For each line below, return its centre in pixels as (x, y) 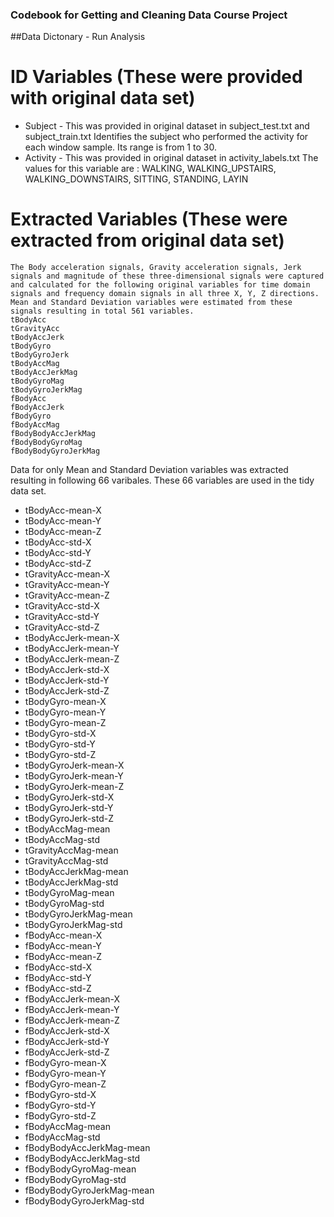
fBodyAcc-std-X (58, 967)
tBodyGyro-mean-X (65, 702)
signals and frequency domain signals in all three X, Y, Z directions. (165, 294)
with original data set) (103, 98)
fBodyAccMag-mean (67, 1127)
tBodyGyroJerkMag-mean (78, 914)
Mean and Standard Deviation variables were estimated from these (151, 303)
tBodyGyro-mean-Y (65, 712)
